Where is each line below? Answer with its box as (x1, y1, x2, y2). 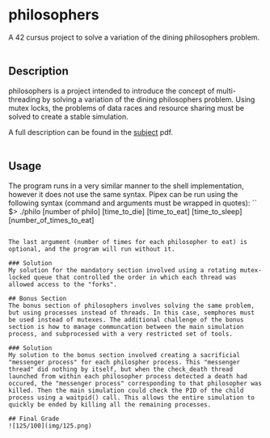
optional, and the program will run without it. (8, 245, 175, 253)
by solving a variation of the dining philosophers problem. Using (41, 95, 255, 104)
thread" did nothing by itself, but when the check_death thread (8, 365, 233, 373)
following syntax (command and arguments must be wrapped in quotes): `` (8, 198, 257, 208)
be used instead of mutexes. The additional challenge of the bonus (8, 315, 244, 324)
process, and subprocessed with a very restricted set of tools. (8, 330, 233, 338)
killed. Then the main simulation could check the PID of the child (8, 386, 244, 394)
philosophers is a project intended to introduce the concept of (8, 86, 215, 95)
